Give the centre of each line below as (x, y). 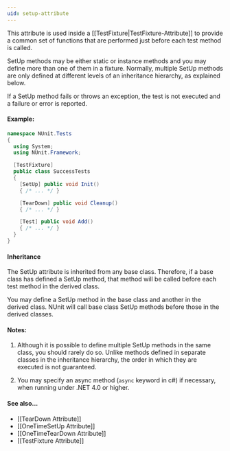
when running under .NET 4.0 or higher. (73, 388)
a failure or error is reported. (47, 103)
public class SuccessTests (52, 172)
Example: (21, 119)
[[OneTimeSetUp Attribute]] (56, 426)
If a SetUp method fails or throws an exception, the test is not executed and (114, 96)
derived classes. (30, 314)
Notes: (17, 329)
